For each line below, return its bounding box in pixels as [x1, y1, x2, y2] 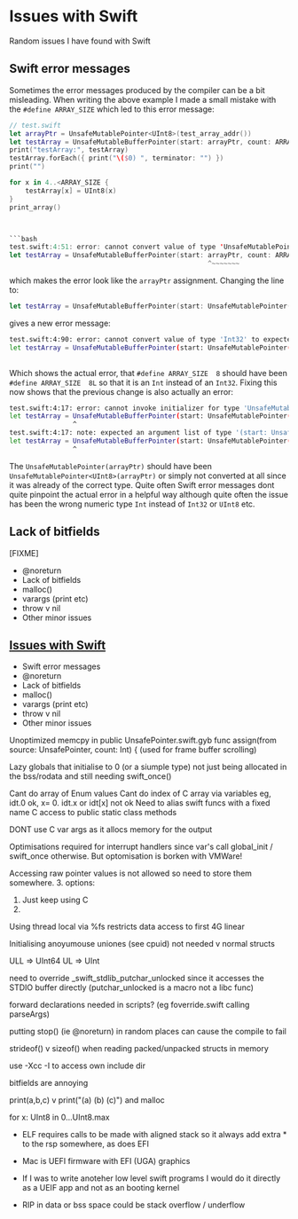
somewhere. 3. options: [9, 877, 96, 888]
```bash [9, 234, 38, 243]
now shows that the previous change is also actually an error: [9, 386, 233, 397]
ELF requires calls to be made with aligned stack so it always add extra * [21, 1129, 287, 1140]
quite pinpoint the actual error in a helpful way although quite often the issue [9, 489, 288, 499]
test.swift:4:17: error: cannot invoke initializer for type [9, 404, 240, 413]
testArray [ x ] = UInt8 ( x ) [25, 186, 117, 195]
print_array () [9, 202, 62, 212]
